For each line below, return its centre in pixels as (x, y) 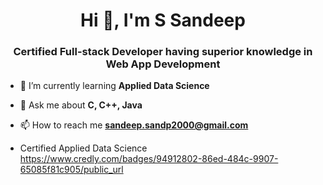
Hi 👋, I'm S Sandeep (163, 20)
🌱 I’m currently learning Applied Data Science (114, 86)
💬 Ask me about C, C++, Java (81, 105)
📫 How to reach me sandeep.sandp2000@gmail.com (134, 125)
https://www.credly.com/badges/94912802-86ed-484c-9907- (149, 159)
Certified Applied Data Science (83, 148)
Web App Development (163, 64)
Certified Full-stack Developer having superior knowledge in (163, 52)
